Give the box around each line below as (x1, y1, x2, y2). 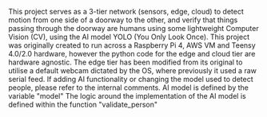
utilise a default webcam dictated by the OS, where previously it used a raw (8, 66, 257, 75)
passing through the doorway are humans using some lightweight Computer (8, 24, 259, 33)
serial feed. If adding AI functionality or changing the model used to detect (8, 75, 253, 84)
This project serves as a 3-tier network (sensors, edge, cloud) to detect (8, 7, 244, 16)
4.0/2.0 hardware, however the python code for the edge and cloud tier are (8, 49, 256, 58)
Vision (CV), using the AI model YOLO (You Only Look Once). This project (8, 32, 250, 41)
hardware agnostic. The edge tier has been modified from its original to (8, 57, 243, 67)
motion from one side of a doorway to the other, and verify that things (8, 15, 238, 25)
